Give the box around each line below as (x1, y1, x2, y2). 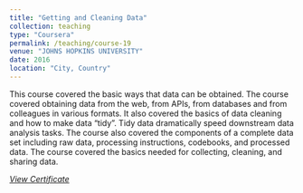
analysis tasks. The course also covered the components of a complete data (9, 127, 294, 138)
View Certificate (9, 173, 70, 184)
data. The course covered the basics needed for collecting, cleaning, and (9, 146, 283, 157)
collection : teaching (9, 22, 91, 31)
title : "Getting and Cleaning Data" (9, 13, 147, 23)
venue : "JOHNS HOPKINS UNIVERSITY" (9, 47, 144, 56)
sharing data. (9, 156, 59, 167)
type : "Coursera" (9, 30, 75, 39)
